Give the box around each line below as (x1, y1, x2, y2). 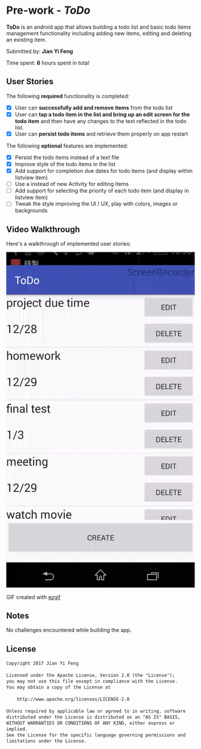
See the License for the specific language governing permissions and (6, 732, 186, 738)
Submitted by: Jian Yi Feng (6, 47, 74, 54)
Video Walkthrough (6, 224, 80, 234)
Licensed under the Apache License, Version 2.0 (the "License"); (6, 672, 175, 678)
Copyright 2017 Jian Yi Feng (6, 661, 79, 667)
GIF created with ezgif (6, 593, 61, 601)
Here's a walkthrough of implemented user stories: (6, 240, 132, 247)
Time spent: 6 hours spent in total (6, 59, 90, 66)
